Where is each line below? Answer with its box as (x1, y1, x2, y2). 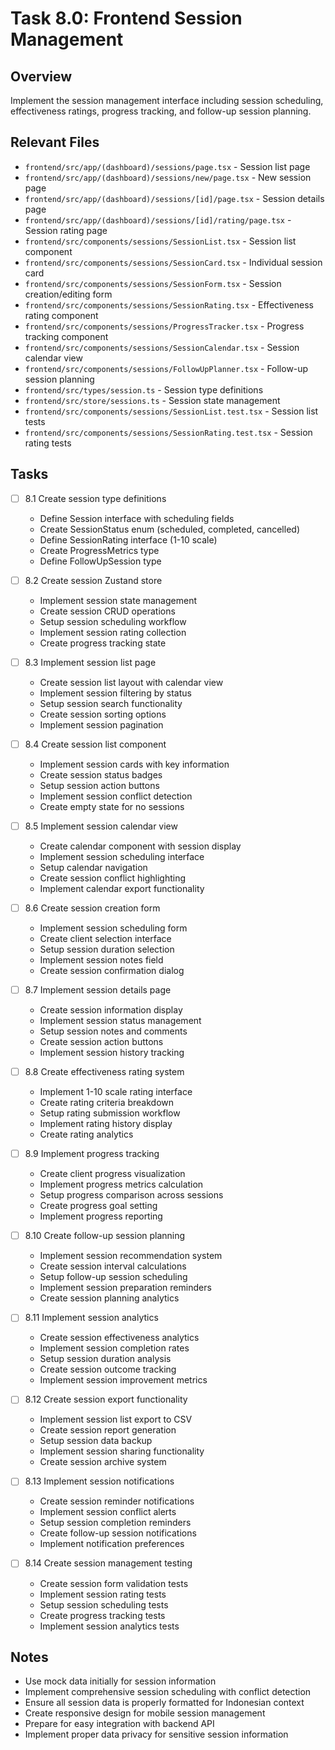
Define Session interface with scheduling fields (39, 512, 235, 524)
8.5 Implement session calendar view (24, 820, 178, 832)
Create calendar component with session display (39, 840, 242, 852)
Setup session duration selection (39, 943, 175, 955)
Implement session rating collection (39, 626, 187, 638)
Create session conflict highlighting (39, 872, 187, 884)
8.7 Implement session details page (24, 984, 172, 996)
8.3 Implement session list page (24, 656, 157, 668)
